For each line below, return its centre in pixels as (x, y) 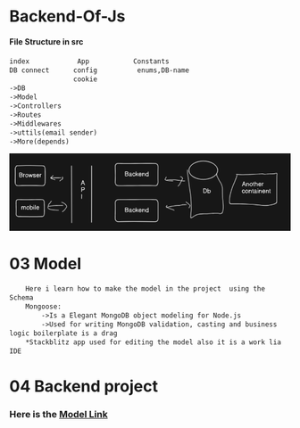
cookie (85, 79)
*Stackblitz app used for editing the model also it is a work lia (153, 342)
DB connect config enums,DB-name (100, 70)
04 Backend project (84, 386)
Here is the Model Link (59, 414)
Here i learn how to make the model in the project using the (146, 288)
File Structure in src (46, 41)
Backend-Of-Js (67, 16)
